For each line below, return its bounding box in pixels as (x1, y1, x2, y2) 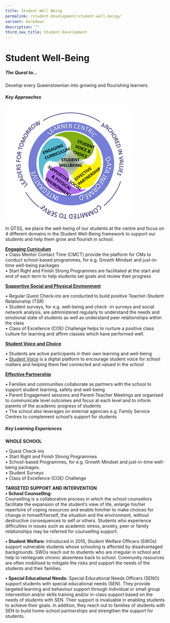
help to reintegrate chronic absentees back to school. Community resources (5, 555, 164, 561)
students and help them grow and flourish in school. (5, 236, 114, 242)
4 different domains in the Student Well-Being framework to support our (5, 231, 156, 237)
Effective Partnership (5, 371, 52, 377)
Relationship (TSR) (5, 298, 44, 304)
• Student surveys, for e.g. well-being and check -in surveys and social (5, 304, 155, 310)
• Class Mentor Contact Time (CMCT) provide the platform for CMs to (5, 251, 151, 257)
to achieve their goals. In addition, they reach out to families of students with (5, 602, 165, 609)
